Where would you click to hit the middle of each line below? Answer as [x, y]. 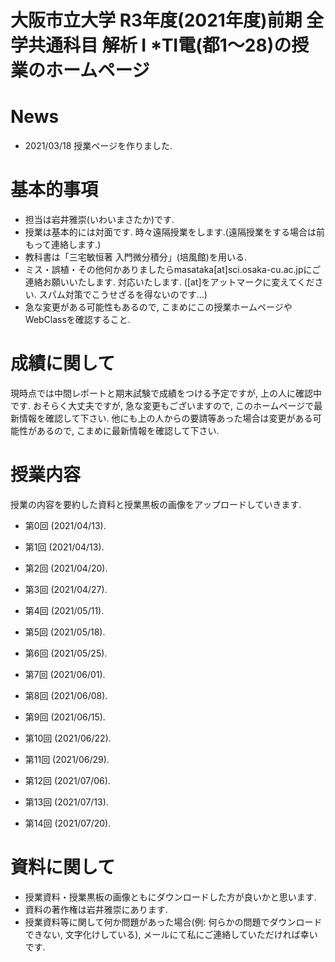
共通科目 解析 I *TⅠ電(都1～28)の [160, 45]
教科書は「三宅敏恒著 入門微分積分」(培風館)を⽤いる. [135, 257]
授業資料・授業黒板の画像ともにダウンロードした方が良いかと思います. [170, 897]
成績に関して [63, 363]
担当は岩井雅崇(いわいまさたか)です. [99, 220]
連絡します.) [76, 245]
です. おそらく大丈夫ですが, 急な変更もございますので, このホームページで [162, 405]
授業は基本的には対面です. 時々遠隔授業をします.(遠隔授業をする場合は [170, 232]
